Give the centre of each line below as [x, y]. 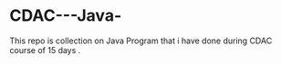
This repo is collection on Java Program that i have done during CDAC [141, 41]
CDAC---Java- [66, 16]
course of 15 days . [45, 50]
